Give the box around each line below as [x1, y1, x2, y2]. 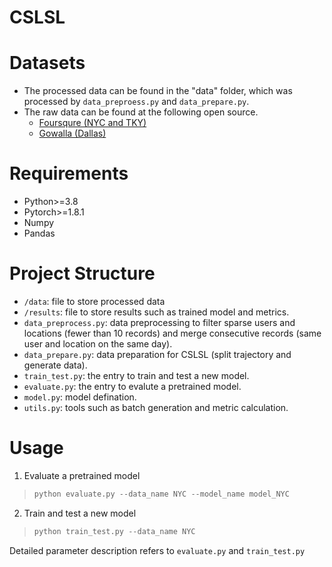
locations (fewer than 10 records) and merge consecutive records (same [23, 327, 322, 339]
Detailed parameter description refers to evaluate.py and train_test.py [9, 544, 306, 556]
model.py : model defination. [23, 391, 137, 403]
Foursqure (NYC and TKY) [38, 117, 147, 129]
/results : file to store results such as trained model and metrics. [23, 306, 290, 318]
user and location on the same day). [23, 338, 173, 350]
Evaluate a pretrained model [23, 469, 141, 481]
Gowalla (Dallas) [38, 127, 107, 140]
